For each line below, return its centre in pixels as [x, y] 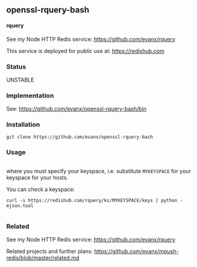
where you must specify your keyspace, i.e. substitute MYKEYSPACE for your [98, 171]
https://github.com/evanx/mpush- [136, 251]
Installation [23, 125]
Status [16, 66]
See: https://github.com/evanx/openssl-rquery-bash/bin [76, 109]
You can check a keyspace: [41, 189]
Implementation [30, 95]
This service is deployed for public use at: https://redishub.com [85, 50]
